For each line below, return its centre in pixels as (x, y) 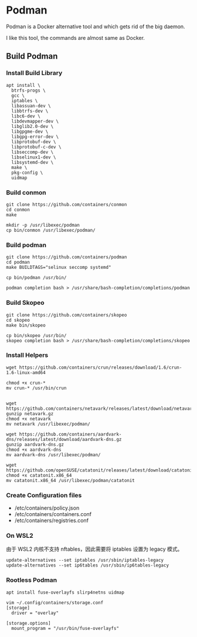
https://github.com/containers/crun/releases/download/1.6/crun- (101, 368)
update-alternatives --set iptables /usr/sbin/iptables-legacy (85, 560)
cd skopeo (18, 320)
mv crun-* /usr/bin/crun (36, 388)
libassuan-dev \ (31, 106)
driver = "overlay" (35, 613)
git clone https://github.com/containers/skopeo (67, 315)
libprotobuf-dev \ (34, 141)
